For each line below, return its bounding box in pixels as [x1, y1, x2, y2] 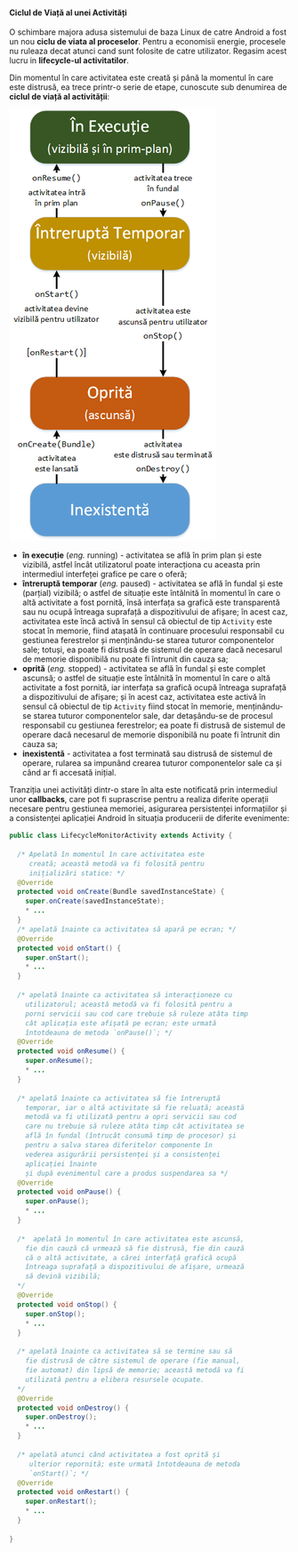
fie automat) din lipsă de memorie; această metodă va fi [25, 1366, 245, 1375]
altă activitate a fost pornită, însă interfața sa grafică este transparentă [21, 597, 280, 608]
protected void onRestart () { [17, 1488, 129, 1497]
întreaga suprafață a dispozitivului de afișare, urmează [25, 1263, 245, 1272]
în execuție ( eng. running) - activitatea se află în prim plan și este [21, 550, 262, 560]
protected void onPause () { [17, 1187, 122, 1196]
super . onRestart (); [25, 1497, 98, 1507]
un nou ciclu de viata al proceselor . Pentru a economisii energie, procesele [9, 36, 286, 47]
